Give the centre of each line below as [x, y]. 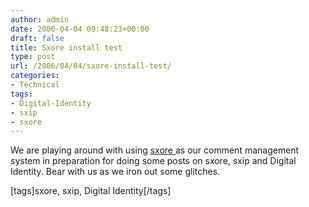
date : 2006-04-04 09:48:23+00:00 [80, 29]
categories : [35, 76]
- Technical [35, 85]
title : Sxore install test [66, 47]
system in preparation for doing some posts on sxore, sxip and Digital [153, 161]
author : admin [40, 19]
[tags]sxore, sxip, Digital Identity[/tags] [91, 191]
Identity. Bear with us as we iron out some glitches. [115, 172]
